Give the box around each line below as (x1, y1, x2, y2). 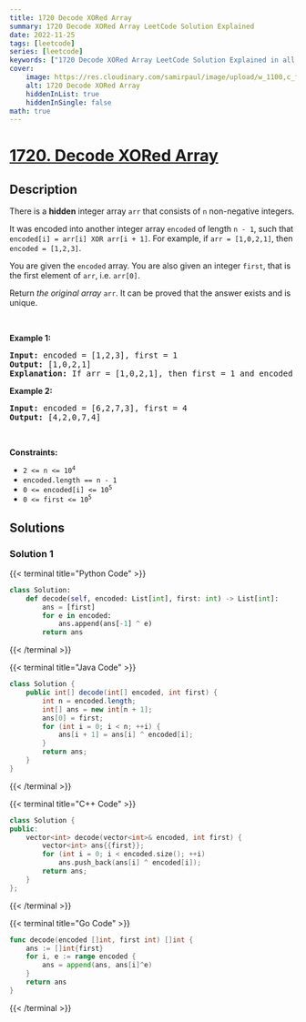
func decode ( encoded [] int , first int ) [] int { (9, 935, 194, 945)
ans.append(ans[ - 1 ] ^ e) (57, 620, 153, 629)
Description (9, 181, 77, 197)
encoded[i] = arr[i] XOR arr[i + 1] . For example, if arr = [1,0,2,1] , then (9, 233, 293, 244)
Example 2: (9, 386, 53, 397)
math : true (9, 106, 51, 116)
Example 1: (9, 333, 52, 344)
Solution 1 (9, 547, 54, 560)
